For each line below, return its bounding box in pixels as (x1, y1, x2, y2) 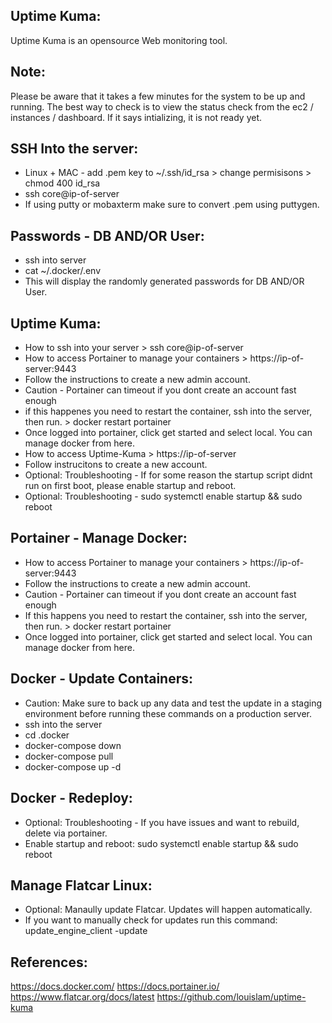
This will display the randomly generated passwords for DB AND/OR (24, 275, 305, 288)
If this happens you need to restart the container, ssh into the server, (24, 609, 308, 621)
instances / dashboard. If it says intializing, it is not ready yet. (10, 111, 263, 123)
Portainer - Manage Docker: (10, 530, 188, 547)
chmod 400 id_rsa (24, 177, 101, 189)
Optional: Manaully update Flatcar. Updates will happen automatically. (24, 904, 313, 916)
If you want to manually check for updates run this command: (24, 914, 278, 926)
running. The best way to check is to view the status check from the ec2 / (10, 100, 314, 113)
